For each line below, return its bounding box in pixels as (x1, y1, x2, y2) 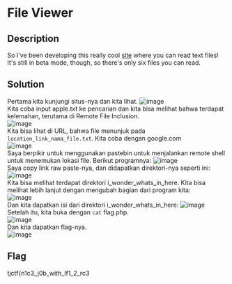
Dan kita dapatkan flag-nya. (7, 223, 87, 231)
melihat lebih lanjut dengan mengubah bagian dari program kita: (7, 186, 191, 194)
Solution (7, 79, 45, 90)
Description (7, 33, 59, 45)
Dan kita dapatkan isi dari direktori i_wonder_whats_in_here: (7, 200, 179, 209)
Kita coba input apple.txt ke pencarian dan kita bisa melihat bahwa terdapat (7, 104, 224, 113)
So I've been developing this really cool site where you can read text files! (7, 51, 219, 59)
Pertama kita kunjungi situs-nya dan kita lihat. (7, 97, 138, 105)
